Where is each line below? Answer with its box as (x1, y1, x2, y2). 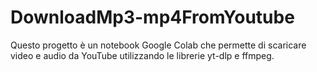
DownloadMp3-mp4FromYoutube (10, 6, 295, 29)
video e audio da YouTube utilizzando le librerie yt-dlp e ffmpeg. (10, 49, 275, 61)
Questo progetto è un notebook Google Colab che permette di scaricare (10, 39, 307, 51)
